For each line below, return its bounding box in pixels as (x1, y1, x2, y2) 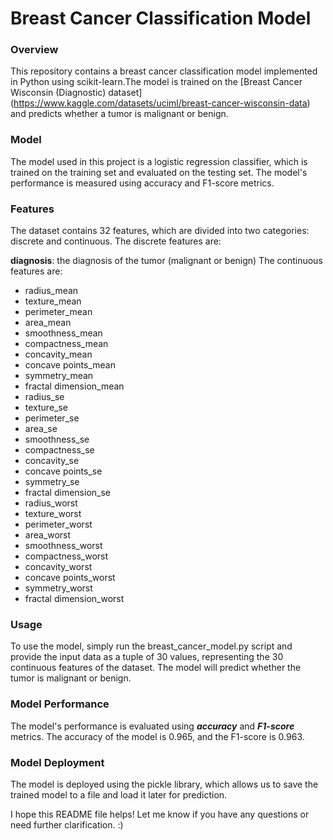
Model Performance (10, 697, 110, 711)
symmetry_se (24, 476, 80, 488)
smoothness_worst (24, 540, 103, 552)
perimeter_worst (24, 518, 93, 531)
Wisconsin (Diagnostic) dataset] (10, 87, 143, 99)
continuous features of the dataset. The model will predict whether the (10, 662, 302, 674)
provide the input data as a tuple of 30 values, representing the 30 (10, 651, 284, 663)
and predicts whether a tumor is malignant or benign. (10, 108, 229, 120)
